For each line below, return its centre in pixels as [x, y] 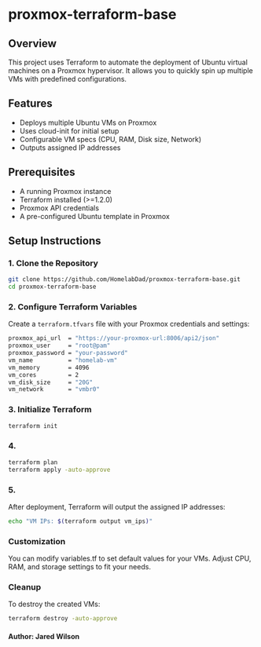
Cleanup [25, 587]
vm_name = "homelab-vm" [63, 360]
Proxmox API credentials [59, 208]
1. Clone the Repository [53, 263]
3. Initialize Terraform [50, 410]
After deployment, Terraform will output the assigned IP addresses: [117, 506]
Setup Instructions [55, 241]
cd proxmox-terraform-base [52, 287]
